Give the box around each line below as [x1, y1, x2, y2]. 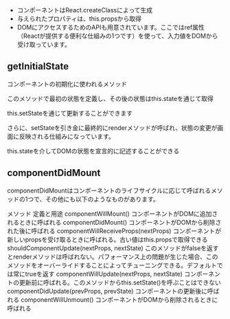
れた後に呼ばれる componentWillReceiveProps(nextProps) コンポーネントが [7, 226, 222, 235]
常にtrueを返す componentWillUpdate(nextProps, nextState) [12, 269, 183, 278]
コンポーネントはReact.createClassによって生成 [16, 6, 153, 14]
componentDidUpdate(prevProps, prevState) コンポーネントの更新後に [7, 287, 208, 295]
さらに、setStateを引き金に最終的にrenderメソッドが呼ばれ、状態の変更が [7, 123, 218, 132]
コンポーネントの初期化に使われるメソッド [7, 80, 128, 88]
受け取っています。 [16, 41, 71, 48]
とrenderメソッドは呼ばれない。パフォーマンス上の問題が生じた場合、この [7, 252, 218, 261]
